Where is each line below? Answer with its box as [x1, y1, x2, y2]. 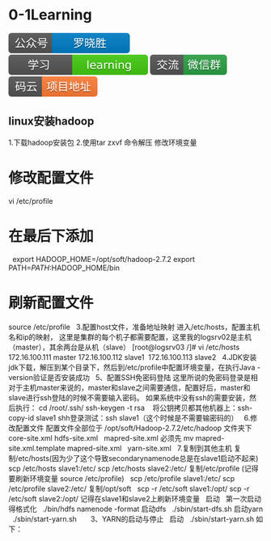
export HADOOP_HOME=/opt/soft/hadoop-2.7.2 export [11, 254, 196, 264]
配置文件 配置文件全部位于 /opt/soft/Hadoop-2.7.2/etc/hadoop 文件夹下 [15, 423, 252, 433]
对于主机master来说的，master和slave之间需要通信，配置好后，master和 [8, 383, 251, 392]
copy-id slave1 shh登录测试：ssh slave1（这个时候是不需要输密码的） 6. [8, 412, 251, 422]
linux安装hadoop [8, 115, 95, 129]
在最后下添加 [8, 226, 95, 245]
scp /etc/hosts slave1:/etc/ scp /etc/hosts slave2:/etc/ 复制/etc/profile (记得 [8, 463, 259, 473]
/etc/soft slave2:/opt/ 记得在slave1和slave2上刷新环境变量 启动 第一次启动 [8, 493, 261, 503]
